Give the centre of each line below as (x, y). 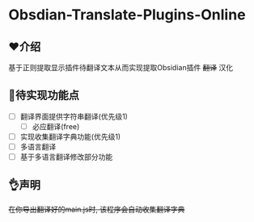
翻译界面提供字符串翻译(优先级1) (74, 116)
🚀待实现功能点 (44, 96)
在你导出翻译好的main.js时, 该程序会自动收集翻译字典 (97, 209)
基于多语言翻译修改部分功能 (66, 157)
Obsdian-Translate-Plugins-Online (127, 15)
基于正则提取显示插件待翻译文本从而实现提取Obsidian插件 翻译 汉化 (121, 67)
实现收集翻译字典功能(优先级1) (70, 136)
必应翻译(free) (56, 126)
